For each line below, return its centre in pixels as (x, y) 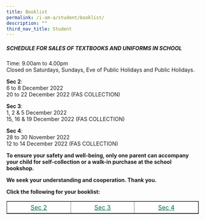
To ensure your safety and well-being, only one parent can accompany (98, 156)
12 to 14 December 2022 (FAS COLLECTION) (62, 144)
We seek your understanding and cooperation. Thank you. (82, 180)
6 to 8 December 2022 (35, 88)
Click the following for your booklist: (53, 192)
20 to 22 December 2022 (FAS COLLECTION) (63, 95)
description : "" (27, 23)
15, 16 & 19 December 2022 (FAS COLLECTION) (66, 119)
